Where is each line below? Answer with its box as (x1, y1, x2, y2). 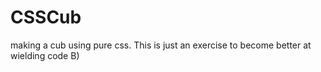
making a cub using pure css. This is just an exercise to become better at (10, 39, 312, 51)
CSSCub (10, 6, 82, 29)
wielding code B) (10, 49, 80, 61)
